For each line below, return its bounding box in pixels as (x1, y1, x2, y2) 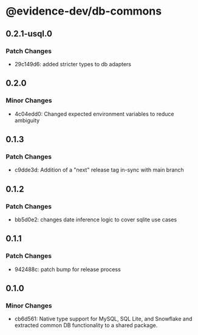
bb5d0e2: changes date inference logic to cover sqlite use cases (14, 216, 177, 223)
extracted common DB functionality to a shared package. (14, 322, 158, 329)
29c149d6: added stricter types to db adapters (14, 60, 132, 67)
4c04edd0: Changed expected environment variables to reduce (14, 110, 174, 117)
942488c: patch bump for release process (14, 266, 121, 273)
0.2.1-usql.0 (5, 29, 53, 39)
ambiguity (14, 117, 40, 124)
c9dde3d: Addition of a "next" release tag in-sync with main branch (14, 166, 185, 174)
